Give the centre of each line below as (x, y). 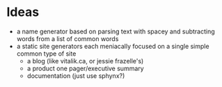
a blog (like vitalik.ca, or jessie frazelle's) (85, 61)
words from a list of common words (68, 38)
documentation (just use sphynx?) (76, 76)
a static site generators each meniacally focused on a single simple (113, 46)
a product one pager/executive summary (85, 68)
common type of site (46, 54)
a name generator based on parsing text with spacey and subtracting (116, 31)
